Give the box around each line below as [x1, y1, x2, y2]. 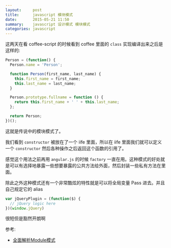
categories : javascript [5, 26, 56, 32]
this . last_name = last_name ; [14, 81, 76, 86]
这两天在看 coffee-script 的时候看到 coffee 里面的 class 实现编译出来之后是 [5, 41, 163, 47]
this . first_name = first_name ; [14, 76, 81, 81]
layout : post [5, 7, 42, 13]
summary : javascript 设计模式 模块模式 [5, 21, 91, 27]
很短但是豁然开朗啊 [5, 215, 46, 222]
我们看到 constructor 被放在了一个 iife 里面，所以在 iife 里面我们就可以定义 [5, 139, 162, 145]
